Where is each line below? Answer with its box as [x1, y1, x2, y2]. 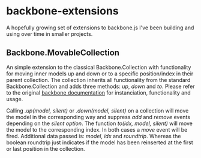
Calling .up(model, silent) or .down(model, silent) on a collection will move [6, 107, 189, 114]
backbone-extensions [6, 4, 119, 18]
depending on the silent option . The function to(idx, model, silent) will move [6, 120, 193, 127]
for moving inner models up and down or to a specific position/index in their [6, 70, 194, 77]
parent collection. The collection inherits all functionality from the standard [6, 76, 191, 83]
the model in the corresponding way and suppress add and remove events [6, 113, 191, 120]
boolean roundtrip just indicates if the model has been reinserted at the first [6, 139, 193, 146]
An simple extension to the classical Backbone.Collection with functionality [6, 63, 191, 71]
